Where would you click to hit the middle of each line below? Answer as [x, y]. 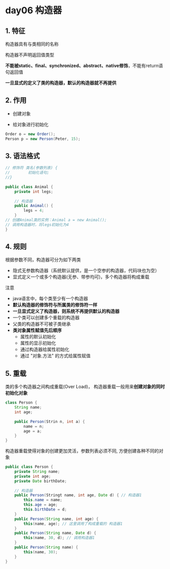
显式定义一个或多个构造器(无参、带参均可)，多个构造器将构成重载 [81, 277]
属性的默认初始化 [38, 337]
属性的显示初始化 [38, 343]
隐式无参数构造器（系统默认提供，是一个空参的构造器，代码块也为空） [86, 271]
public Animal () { [34, 206]
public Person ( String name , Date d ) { [55, 533]
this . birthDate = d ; [45, 509]
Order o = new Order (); [30, 134]
